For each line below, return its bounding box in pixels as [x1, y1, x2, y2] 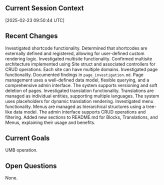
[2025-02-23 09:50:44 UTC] [5, 17, 65, 23]
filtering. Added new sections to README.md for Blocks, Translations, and [5, 114, 158, 120]
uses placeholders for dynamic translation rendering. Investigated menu [5, 98, 153, 104]
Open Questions [5, 161, 57, 170]
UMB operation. [5, 147, 38, 153]
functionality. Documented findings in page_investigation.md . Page [5, 71, 144, 77]
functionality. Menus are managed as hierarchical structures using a [5, 103, 145, 109]
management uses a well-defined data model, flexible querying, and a [5, 77, 149, 83]
